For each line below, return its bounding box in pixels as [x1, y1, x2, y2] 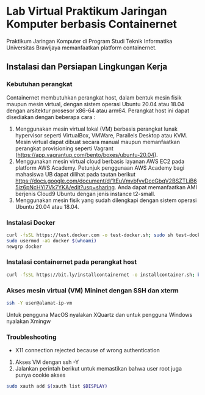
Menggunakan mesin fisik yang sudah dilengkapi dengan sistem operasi [15, 197, 197, 204]
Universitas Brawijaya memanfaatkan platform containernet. [6, 44, 157, 51]
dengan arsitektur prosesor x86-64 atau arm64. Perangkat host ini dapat [6, 107, 190, 114]
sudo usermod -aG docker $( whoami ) [6, 237, 97, 244]
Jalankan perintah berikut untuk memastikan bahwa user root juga [15, 365, 182, 372]
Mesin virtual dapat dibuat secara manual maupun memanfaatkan [15, 138, 180, 145]
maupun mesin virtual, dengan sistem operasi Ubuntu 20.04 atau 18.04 [6, 100, 185, 107]
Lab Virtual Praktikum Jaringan [6, 4, 167, 18]
